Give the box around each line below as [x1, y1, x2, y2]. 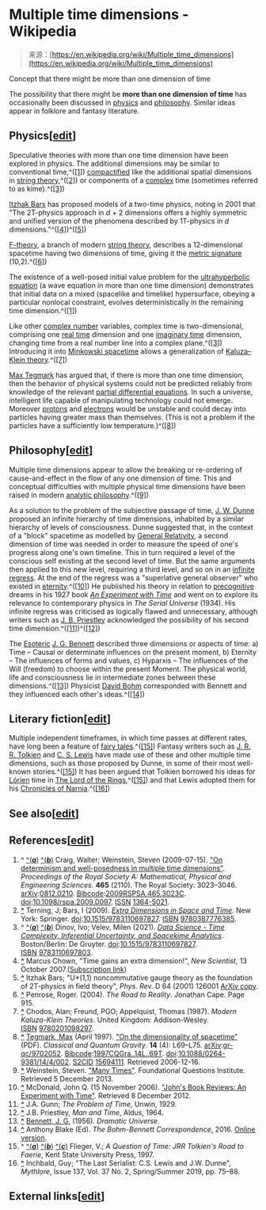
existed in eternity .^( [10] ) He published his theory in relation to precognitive [9, 581, 254, 591]
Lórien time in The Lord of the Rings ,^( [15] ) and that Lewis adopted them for [9, 775, 256, 785]
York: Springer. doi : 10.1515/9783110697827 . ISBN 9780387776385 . [20, 913, 237, 923]
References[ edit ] [9, 834, 94, 848]
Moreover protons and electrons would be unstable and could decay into [9, 404, 246, 413]
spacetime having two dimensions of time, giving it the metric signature [9, 248, 242, 258]
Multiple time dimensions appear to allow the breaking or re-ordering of [9, 465, 242, 474]
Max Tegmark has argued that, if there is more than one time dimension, [9, 370, 245, 380]
